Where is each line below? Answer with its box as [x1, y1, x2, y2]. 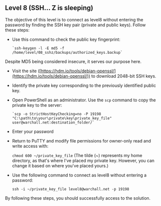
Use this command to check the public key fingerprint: [12, 36, 121, 42]
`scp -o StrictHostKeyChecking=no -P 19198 [12, 111, 102, 116]
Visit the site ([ [12, 68, 41, 74]
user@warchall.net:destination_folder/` [12, 120, 95, 125]
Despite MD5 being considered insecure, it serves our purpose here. [5, 58, 142, 64]
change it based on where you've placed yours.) [12, 162, 109, 169]
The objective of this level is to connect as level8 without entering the [5, 16, 144, 22]
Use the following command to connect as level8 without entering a [12, 172, 146, 178]
